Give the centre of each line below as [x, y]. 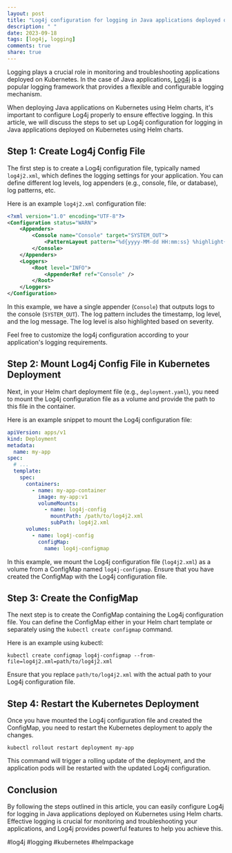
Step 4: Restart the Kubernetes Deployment [103, 704]
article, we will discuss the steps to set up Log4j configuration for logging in [115, 122]
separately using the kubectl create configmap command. [90, 630]
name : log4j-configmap [77, 548]
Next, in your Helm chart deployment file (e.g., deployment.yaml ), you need [113, 392]
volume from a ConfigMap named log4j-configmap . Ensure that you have [110, 569]
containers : [42, 484]
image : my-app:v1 [63, 497]
